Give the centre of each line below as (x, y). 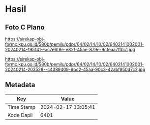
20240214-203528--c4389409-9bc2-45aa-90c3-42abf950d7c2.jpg (75, 69)
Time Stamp (22, 107)
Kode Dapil (20, 115)
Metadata (20, 85)
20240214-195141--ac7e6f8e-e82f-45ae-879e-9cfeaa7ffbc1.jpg (70, 49)
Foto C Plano (25, 27)
